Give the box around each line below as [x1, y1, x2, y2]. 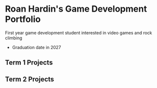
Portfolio [5, 14, 41, 25]
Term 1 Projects [5, 58, 53, 67]
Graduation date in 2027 [12, 44, 61, 50]
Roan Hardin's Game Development [5, 3, 147, 15]
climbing [5, 35, 22, 41]
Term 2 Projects [5, 75, 55, 83]
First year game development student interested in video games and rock [5, 30, 153, 35]
